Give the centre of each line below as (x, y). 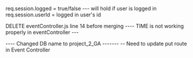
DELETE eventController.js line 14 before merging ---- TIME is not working (95, 26)
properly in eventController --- (42, 32)
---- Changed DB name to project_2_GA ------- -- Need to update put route (96, 44)
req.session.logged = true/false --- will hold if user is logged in (81, 8)
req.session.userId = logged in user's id (53, 15)
